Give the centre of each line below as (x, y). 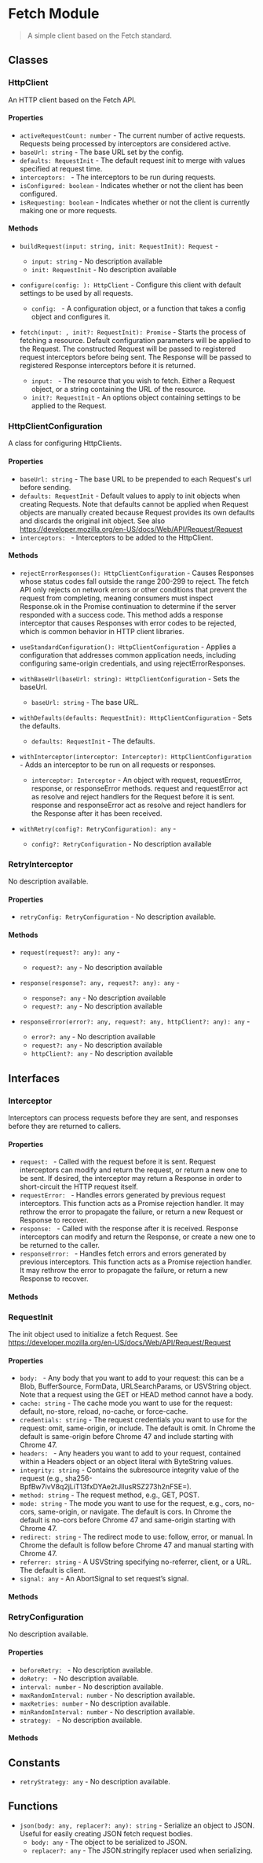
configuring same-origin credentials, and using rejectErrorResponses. (132, 663)
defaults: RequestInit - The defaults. (93, 741)
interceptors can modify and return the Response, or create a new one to (137, 1237)
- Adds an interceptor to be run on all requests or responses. (117, 765)
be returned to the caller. (60, 1245)
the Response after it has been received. (97, 813)
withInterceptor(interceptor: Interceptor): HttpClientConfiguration (136, 757)
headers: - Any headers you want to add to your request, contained (130, 1453)
